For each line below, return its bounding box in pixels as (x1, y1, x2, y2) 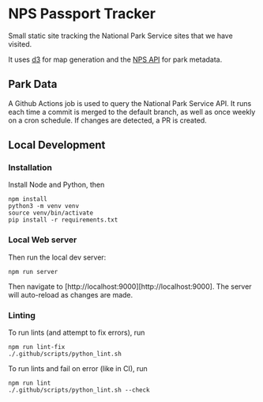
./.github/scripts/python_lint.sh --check (8, 386, 150, 394)
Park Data (8, 78, 58, 91)
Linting (8, 309, 36, 320)
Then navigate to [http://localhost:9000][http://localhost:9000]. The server (8, 282, 252, 291)
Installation (8, 162, 53, 173)
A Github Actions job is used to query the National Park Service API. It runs (8, 98, 252, 108)
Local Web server (8, 234, 77, 245)
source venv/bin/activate (8, 209, 93, 218)
